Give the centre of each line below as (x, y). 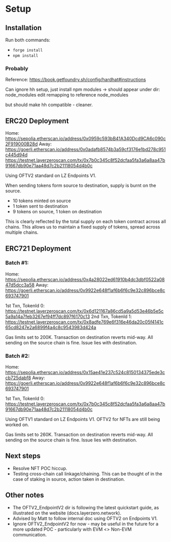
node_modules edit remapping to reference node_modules (67, 95)
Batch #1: (17, 263)
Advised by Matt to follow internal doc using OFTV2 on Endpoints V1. (85, 518)
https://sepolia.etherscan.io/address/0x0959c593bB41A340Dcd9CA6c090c (86, 139)
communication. (30, 534)
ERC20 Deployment (37, 121)
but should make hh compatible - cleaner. (49, 105)
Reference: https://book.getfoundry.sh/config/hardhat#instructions (76, 80)
